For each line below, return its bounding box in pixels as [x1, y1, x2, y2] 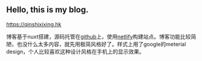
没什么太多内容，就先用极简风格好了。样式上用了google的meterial [22, 40, 186, 47]
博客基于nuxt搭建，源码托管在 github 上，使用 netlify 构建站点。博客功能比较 [6, 33, 191, 40]
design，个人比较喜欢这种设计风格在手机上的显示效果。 [6, 48, 145, 55]
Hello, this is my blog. [6, 5, 89, 15]
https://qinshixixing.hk [6, 20, 62, 28]
